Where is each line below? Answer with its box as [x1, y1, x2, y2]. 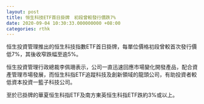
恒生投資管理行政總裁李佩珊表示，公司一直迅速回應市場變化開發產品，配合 [6, 63, 192, 71]
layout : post [6, 8, 39, 15]
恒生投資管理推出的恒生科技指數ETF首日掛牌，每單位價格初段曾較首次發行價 [6, 43, 197, 50]
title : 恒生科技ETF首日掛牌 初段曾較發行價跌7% [6, 15, 117, 21]
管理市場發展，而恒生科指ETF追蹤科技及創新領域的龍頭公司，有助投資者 [11, 71, 192, 79]
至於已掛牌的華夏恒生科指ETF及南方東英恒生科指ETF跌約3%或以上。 [6, 91, 178, 99]
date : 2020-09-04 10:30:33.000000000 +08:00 [6, 20, 121, 26]
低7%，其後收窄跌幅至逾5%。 [6, 51, 82, 58]
